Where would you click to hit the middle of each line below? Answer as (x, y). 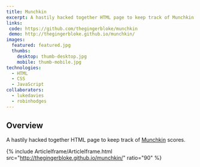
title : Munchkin (26, 12)
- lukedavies (28, 96)
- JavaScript (28, 85)
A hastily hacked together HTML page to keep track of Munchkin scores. (96, 140)
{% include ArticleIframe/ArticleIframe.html (59, 151)
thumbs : (21, 51)
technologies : (24, 68)
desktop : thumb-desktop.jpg (52, 56)
